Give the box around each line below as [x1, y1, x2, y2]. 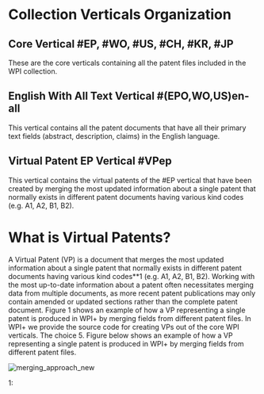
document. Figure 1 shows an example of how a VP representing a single [8, 305, 246, 315]
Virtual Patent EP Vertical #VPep [8, 155, 172, 168]
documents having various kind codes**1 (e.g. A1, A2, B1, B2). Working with [8, 271, 255, 281]
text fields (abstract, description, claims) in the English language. [8, 131, 220, 140]
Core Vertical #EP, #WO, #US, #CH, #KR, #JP [8, 37, 234, 51]
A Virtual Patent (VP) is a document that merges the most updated [8, 254, 224, 264]
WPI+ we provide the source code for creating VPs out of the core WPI [8, 322, 239, 331]
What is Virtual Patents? [8, 228, 171, 247]
